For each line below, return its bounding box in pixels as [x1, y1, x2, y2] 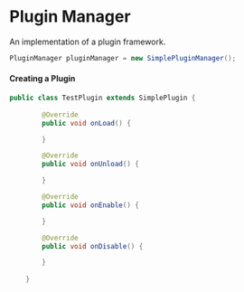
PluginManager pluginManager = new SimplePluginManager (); [9, 53, 237, 62]
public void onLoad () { [42, 118, 131, 127]
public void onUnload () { [42, 160, 140, 169]
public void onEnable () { [42, 201, 140, 210]
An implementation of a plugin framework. [9, 36, 166, 47]
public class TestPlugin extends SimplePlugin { [9, 93, 196, 103]
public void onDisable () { [42, 241, 144, 250]
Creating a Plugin [9, 73, 76, 84]
